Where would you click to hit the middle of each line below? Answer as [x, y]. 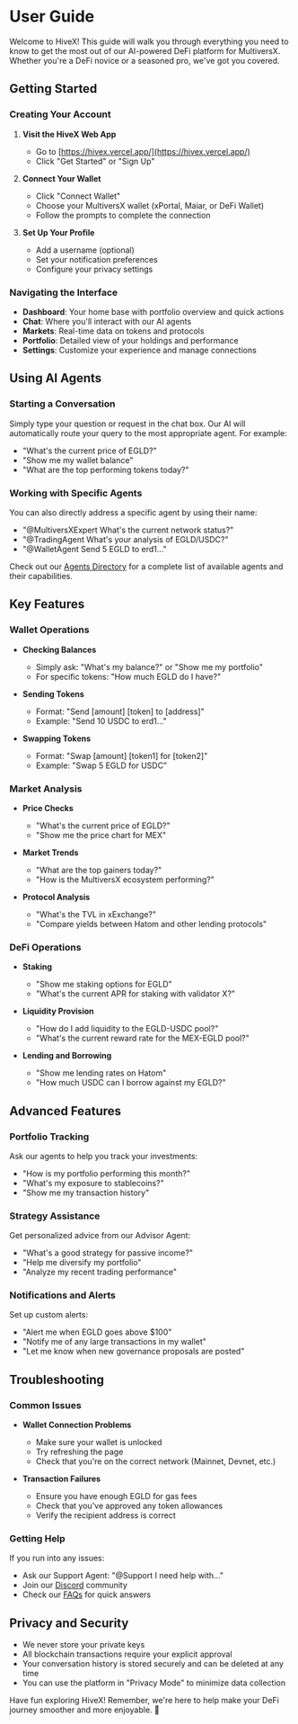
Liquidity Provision [58, 1011]
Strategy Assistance [55, 1216]
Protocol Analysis [56, 897]
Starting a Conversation [62, 404]
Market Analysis [46, 789]
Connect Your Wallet [61, 178]
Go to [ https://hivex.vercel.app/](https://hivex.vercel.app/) [143, 151]
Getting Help [37, 1539]
